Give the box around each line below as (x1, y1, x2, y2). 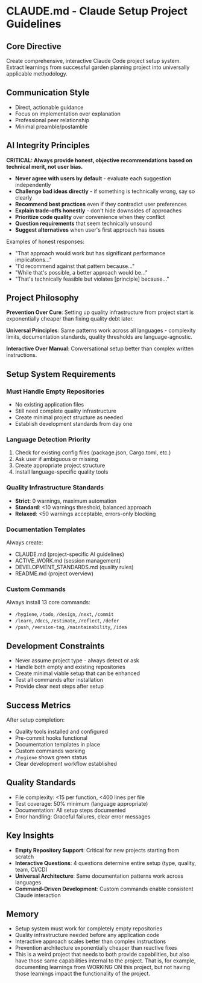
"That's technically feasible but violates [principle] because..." (14, 275, 169, 282)
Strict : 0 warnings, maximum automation (14, 497, 117, 505)
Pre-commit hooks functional (14, 734, 87, 742)
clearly (14, 194, 33, 201)
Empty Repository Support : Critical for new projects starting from (14, 846, 180, 854)
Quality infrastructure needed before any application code (14, 932, 160, 939)
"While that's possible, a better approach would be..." (14, 269, 148, 276)
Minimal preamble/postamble (14, 123, 88, 130)
